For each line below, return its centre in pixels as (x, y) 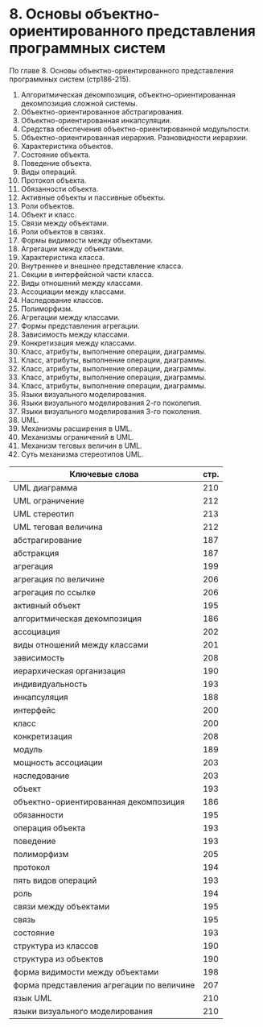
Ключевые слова (104, 474)
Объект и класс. (49, 214)
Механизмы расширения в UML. (76, 429)
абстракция (36, 553)
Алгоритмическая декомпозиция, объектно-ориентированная (128, 94)
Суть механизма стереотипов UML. (82, 454)
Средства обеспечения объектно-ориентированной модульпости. (136, 129)
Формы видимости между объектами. (87, 240)
